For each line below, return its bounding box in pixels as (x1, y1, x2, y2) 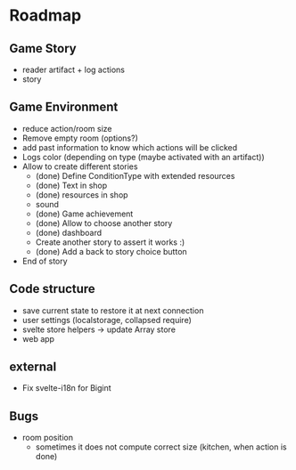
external (9, 360, 57, 375)
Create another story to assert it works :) (35, 237, 185, 247)
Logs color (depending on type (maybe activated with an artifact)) (21, 151, 265, 162)
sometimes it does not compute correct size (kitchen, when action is (35, 442, 287, 452)
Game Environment (9, 100, 119, 115)
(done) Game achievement (35, 208, 134, 219)
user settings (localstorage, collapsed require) (21, 314, 192, 325)
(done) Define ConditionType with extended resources (35, 170, 235, 181)
